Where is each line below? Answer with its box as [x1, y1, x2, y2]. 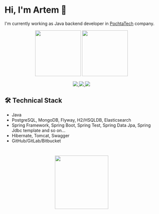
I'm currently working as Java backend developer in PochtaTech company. [4, 21, 155, 26]
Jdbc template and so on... [11, 127, 66, 133]
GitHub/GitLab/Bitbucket [11, 138, 61, 144]
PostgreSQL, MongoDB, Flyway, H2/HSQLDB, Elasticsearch [11, 117, 131, 123]
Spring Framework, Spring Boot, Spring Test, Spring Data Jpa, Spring [11, 122, 151, 128]
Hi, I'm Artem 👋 [4, 4, 67, 16]
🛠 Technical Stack [4, 96, 62, 105]
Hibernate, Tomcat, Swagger [11, 132, 70, 138]
